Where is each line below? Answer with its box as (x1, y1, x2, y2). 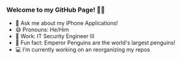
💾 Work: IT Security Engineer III (15, 33, 94, 40)
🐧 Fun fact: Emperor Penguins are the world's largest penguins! (15, 39, 176, 47)
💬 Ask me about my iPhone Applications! (15, 20, 118, 27)
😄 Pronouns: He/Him (15, 26, 69, 33)
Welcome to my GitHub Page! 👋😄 (6, 6, 106, 14)
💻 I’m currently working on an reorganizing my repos (15, 46, 150, 53)
